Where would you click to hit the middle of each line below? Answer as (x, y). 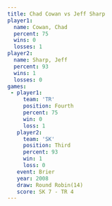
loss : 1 (34, 126)
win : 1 (32, 159)
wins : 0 (25, 40)
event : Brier (36, 172)
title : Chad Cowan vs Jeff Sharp (56, 14)
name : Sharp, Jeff (41, 60)
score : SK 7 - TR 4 (45, 192)
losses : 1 (28, 47)
